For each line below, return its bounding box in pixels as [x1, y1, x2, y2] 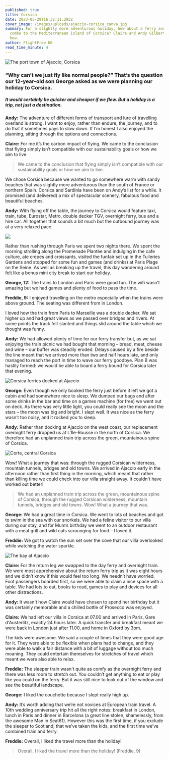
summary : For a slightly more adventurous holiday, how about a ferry [5, 26, 156, 31]
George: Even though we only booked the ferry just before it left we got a [5, 387, 157, 393]
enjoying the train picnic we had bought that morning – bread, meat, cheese [5, 341, 162, 347]
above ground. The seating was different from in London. [5, 300, 124, 306]
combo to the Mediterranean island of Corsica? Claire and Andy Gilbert [10, 31, 165, 36]
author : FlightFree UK [5, 40, 53, 45]
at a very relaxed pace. [5, 223, 53, 230]
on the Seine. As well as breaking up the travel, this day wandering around [5, 264, 159, 270]
